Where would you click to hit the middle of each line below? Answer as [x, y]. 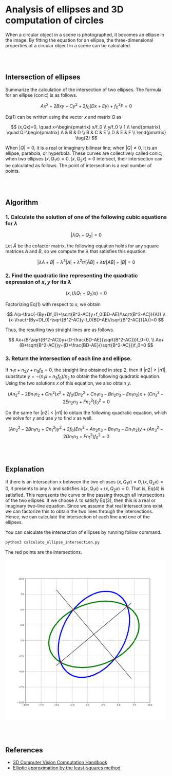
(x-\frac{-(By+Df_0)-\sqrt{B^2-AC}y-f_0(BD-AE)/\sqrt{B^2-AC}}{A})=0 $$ [86, 320]
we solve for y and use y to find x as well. [49, 418]
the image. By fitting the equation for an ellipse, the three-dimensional [79, 40]
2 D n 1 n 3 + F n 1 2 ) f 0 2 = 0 [86, 437]
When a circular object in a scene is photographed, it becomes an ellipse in [85, 34]
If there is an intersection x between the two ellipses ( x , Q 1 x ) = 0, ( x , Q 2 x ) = [84, 482]
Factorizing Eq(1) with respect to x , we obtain [53, 304]
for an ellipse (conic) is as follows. [41, 95]
